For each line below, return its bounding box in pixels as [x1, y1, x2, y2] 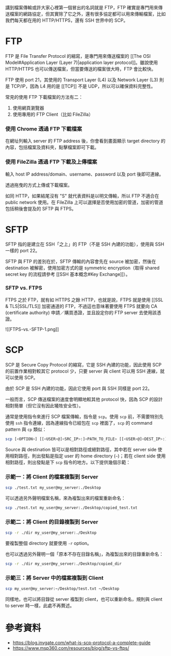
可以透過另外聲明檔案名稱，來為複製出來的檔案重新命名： [5, 495, 126, 501]
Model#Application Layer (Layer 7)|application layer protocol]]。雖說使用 [5, 59, 158, 65]
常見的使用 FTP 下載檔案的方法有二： [5, 94, 83, 100]
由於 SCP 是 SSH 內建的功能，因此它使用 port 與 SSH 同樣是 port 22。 [5, 385, 153, 391]
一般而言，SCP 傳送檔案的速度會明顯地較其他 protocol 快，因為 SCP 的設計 [5, 396, 163, 402]
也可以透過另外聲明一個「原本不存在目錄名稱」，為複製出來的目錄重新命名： [5, 551, 164, 557]
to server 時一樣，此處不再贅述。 [5, 602, 75, 608]
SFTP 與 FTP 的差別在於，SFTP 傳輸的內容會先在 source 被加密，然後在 [5, 258, 156, 265]
